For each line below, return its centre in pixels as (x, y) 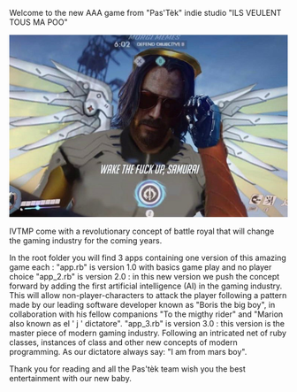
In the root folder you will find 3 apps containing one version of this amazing (148, 257)
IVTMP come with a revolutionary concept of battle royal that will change (142, 231)
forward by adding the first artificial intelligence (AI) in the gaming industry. (146, 286)
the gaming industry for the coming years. (86, 240)
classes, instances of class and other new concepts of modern (124, 342)
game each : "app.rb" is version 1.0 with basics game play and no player (141, 267)
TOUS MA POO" (38, 22)
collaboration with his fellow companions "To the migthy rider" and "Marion (146, 314)
